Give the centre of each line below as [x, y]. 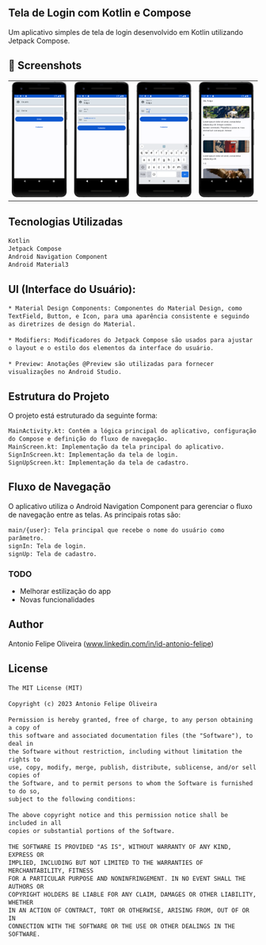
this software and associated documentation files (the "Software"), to [131, 735]
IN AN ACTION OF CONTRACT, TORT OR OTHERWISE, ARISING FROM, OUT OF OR [129, 910]
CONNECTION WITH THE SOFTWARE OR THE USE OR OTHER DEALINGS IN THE [122, 926]
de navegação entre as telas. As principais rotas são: [94, 515]
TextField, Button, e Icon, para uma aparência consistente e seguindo [129, 317]
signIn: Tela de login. [47, 546]
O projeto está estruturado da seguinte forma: [83, 415]
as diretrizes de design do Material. [72, 325]
